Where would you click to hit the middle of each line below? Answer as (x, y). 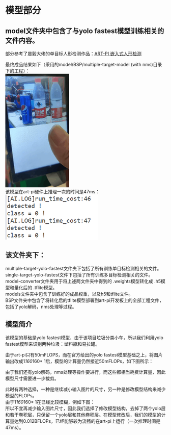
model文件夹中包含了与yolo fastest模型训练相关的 (85, 31)
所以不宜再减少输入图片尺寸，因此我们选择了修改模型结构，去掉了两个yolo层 (85, 408)
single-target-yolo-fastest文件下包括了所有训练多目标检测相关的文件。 (79, 275)
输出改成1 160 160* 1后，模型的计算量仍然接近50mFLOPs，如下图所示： (79, 361)
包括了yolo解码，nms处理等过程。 (41, 306)
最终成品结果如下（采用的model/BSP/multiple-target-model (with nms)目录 (84, 65)
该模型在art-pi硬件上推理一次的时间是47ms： (53, 191)
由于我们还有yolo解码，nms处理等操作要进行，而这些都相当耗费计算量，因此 (85, 372)
